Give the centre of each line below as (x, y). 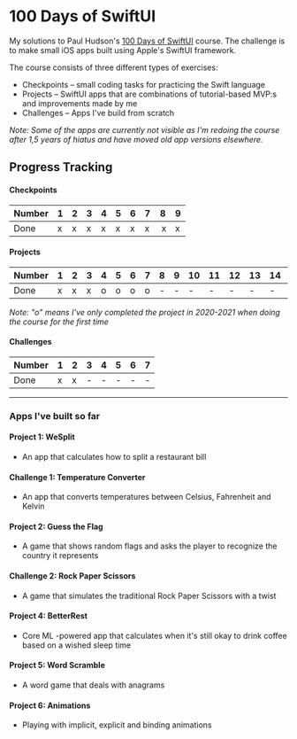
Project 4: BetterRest (49, 616)
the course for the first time (59, 322)
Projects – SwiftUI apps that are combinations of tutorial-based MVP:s (149, 94)
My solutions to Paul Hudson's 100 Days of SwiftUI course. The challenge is (147, 41)
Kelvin (33, 506)
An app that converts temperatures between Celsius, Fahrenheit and (146, 497)
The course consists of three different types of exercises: (114, 67)
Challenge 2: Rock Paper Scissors (72, 576)
